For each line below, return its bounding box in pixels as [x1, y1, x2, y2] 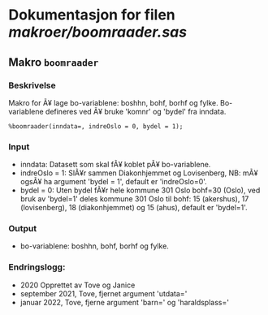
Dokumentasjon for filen [8, 6, 176, 24]
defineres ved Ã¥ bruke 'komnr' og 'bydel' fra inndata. [45, 106, 227, 116]
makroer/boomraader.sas [8, 23, 188, 41]
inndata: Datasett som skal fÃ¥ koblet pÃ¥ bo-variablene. [19, 160, 211, 170]
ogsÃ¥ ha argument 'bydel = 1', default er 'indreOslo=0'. [19, 177, 207, 187]
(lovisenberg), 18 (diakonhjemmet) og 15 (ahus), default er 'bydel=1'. [19, 203, 248, 213]
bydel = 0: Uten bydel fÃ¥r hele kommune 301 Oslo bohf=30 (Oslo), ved [19, 185, 261, 196]
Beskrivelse [8, 80, 56, 91]
